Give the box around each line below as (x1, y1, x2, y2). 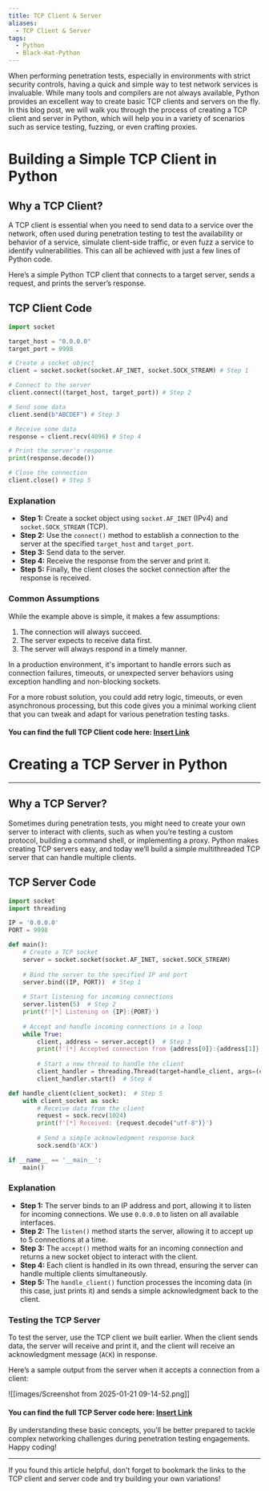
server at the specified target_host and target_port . (19, 539, 195, 549)
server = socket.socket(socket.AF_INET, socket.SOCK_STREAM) (22, 956, 231, 964)
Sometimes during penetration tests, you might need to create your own (8, 818, 246, 828)
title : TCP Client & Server (8, 11, 102, 20)
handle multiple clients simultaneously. (19, 1268, 148, 1279)
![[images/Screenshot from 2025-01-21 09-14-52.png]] (8, 1389, 190, 1399)
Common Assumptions (8, 593, 100, 604)
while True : (22, 1030, 62, 1038)
